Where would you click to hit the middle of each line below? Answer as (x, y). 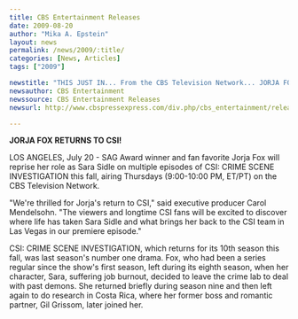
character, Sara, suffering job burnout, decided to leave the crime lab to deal (149, 276)
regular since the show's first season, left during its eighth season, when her (149, 268)
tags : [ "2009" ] (37, 67)
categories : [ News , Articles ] (65, 58)
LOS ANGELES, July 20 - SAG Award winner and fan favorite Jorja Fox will (145, 158)
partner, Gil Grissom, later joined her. (76, 305)
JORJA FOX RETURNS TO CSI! (66, 140)
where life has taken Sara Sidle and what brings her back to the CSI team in (147, 222)
